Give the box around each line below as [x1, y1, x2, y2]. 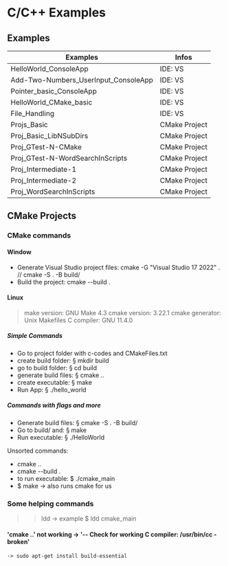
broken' [7, 537, 30, 545]
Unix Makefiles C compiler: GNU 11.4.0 [23, 316, 133, 324]
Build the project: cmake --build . [16, 278, 111, 286]
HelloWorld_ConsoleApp [10, 64, 89, 73]
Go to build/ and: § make [16, 426, 87, 434]
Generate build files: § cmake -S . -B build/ [16, 418, 138, 427]
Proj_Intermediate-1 [10, 165, 77, 174]
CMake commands [7, 231, 71, 240]
